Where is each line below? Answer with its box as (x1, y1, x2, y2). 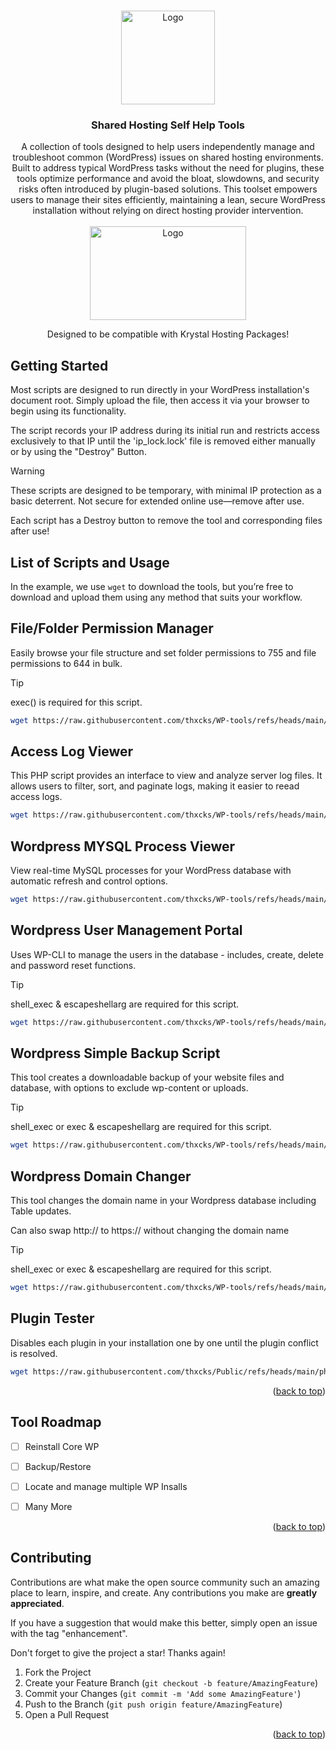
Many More (24, 1500, 73, 1512)
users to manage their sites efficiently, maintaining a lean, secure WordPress (10, 194, 326, 206)
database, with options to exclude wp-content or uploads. (10, 1082, 249, 1094)
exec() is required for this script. (10, 696, 143, 708)
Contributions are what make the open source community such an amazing (10, 1576, 320, 1588)
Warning (10, 465, 45, 477)
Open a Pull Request (24, 1708, 110, 1720)
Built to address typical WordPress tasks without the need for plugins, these (11, 162, 325, 174)
